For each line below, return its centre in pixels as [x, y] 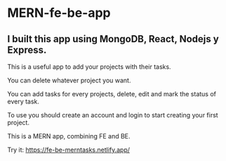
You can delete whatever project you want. [69, 80]
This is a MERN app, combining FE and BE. [69, 136]
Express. [27, 50]
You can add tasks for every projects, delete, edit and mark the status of [112, 94]
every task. [24, 101]
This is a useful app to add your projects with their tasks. [89, 67]
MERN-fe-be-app [59, 13]
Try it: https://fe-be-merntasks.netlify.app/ [69, 150]
